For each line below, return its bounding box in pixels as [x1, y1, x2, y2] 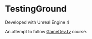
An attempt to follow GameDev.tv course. [5, 28, 87, 34]
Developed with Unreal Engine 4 [5, 19, 69, 25]
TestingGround [5, 3, 67, 14]
